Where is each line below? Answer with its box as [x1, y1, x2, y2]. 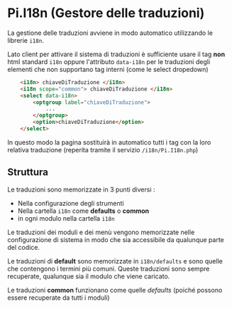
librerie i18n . [7, 36, 45, 44]
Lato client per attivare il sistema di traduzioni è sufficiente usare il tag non [7, 50, 226, 58]
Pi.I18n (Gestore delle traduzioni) [7, 5, 205, 21]
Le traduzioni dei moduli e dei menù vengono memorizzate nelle [7, 228, 195, 236]
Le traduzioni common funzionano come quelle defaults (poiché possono [7, 286, 223, 294]
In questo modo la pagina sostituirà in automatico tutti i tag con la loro [7, 137, 211, 147]
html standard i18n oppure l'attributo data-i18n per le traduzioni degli [7, 57, 211, 66]
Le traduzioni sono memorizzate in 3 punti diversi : [7, 185, 155, 194]
